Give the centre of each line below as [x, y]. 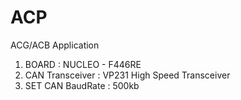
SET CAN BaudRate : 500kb [82, 85]
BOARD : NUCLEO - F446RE [83, 64]
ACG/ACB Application [55, 45]
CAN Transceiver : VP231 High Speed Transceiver [127, 75]
